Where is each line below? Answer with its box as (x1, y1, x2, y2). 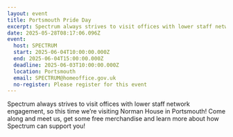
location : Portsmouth (13, 68, 76, 75)
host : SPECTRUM (13, 42, 58, 49)
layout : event (7, 10, 49, 17)
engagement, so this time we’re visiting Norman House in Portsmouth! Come (7, 107, 226, 116)
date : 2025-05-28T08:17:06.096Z (7, 29, 101, 37)
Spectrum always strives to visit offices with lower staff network (7, 100, 191, 108)
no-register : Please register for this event (13, 81, 148, 88)
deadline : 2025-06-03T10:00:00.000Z (13, 62, 119, 68)
